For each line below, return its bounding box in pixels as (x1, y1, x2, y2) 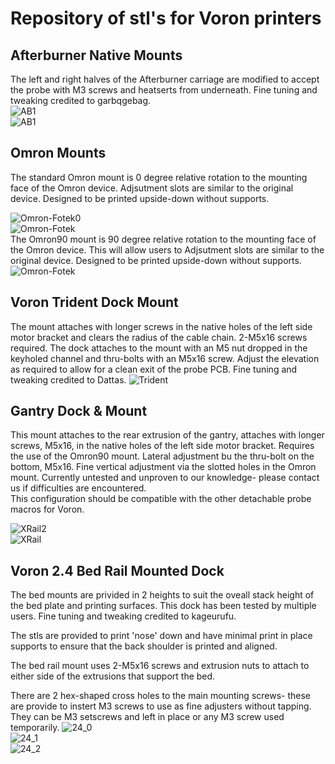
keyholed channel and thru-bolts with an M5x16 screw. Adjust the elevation (10, 352, 320, 364)
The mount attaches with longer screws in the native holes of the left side (10, 320, 313, 332)
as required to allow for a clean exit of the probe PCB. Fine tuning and (10, 363, 298, 375)
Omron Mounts (10, 145, 107, 162)
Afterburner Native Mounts (10, 47, 183, 64)
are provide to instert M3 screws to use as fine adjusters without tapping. (10, 700, 312, 712)
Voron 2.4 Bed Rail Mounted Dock (10, 562, 225, 579)
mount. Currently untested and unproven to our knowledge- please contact (10, 472, 320, 484)
